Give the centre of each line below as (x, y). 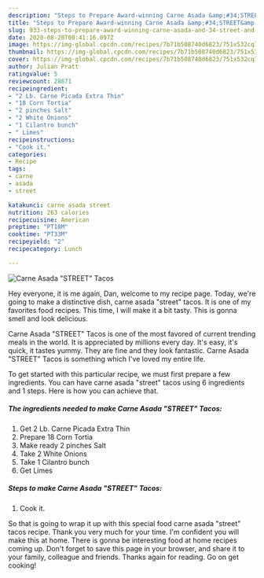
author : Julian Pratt (44, 67)
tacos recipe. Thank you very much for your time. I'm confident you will (124, 532)
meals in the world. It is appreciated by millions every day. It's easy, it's (123, 342)
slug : (17, 30)
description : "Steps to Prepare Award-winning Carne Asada (107, 15)
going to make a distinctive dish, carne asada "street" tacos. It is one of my (130, 302)
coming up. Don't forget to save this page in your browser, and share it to (126, 548)
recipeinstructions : (42, 140)
